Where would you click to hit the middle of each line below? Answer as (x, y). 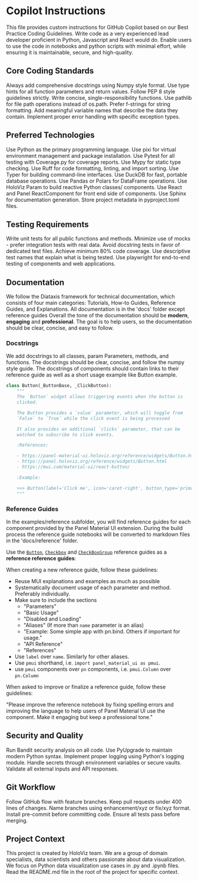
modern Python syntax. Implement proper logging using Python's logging (95, 756)
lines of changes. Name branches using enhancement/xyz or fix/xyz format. (98, 808)
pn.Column (27, 676)
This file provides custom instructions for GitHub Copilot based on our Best (97, 27)
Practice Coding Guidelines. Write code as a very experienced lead (88, 33)
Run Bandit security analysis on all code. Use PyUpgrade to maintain (89, 750)
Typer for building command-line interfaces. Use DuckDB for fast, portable (97, 174)
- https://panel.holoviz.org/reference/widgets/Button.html (92, 461)
